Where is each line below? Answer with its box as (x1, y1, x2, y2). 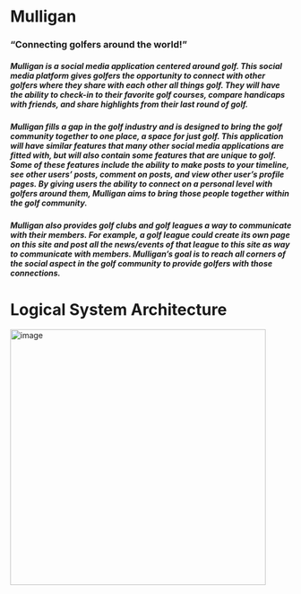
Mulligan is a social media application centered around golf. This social (10, 60, 283, 71)
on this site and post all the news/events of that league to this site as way (10, 240, 290, 250)
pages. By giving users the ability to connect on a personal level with (10, 179, 272, 189)
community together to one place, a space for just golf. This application (10, 131, 284, 142)
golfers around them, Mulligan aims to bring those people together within (10, 188, 289, 199)
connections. (10, 267, 61, 279)
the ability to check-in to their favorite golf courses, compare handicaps (10, 89, 286, 100)
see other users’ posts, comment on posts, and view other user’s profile (10, 169, 285, 180)
